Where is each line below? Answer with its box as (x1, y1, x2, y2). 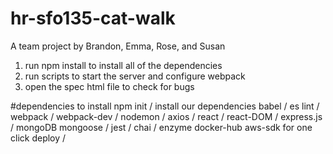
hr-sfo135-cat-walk (10, 7, 176, 30)
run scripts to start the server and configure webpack (24, 70, 246, 82)
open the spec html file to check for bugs (24, 80, 195, 92)
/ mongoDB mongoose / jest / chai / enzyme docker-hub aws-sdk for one (10, 121, 313, 133)
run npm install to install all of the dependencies (24, 59, 223, 71)
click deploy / (10, 132, 67, 144)
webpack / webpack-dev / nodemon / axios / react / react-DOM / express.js (10, 110, 323, 122)
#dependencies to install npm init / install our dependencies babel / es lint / (10, 100, 320, 112)
